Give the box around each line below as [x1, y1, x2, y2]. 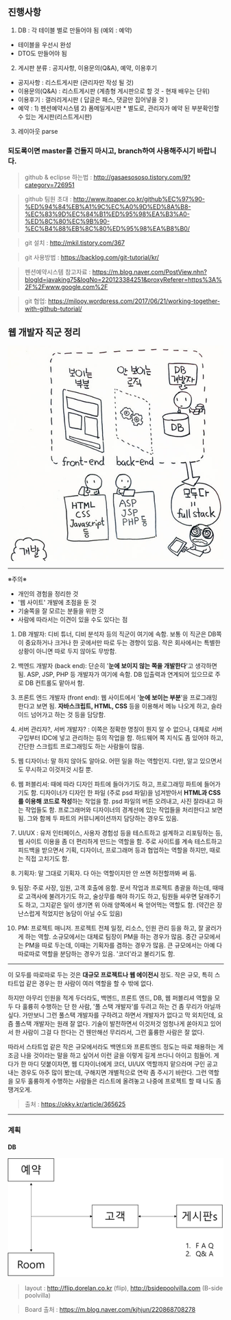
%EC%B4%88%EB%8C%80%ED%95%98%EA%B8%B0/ [24, 225, 191, 233]
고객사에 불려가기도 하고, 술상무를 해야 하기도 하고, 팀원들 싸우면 [25, 892, 197, 900]
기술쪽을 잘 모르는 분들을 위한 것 [17, 607, 104, 615]
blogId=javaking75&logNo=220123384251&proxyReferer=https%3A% [24, 276, 222, 284]
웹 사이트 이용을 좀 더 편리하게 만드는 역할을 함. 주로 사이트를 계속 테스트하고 [17, 837, 223, 845]
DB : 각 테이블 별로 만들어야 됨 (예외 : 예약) [17, 26, 132, 34]
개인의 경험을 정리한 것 [17, 590, 79, 598]
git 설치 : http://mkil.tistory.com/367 [24, 239, 125, 247]
